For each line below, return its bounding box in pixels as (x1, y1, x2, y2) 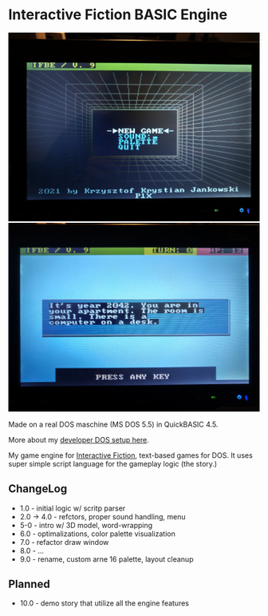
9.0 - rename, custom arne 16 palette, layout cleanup (19, 554, 194, 564)
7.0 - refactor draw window (19, 537, 109, 546)
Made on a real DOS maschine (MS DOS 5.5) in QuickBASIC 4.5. (8, 419, 219, 429)
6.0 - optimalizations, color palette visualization (19, 529, 175, 539)
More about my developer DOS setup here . (8, 435, 149, 444)
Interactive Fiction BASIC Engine (8, 6, 228, 24)
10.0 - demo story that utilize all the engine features (19, 598, 190, 608)
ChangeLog (8, 482, 68, 496)
